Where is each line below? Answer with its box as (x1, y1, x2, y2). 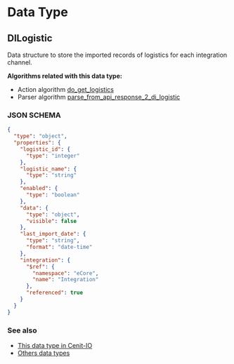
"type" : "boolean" (25, 191, 80, 198)
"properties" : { (13, 140, 61, 147)
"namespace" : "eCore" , (32, 269, 99, 277)
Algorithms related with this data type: (7, 72, 123, 80)
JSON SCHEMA (7, 110, 61, 120)
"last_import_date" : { (20, 231, 86, 238)
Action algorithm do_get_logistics (17, 86, 115, 93)
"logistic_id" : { (20, 145, 71, 153)
